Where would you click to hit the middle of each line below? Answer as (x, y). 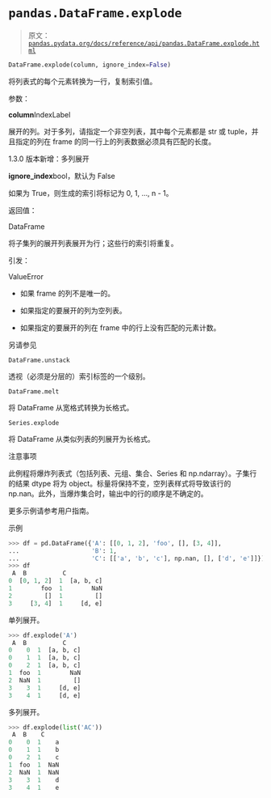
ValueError (26, 276)
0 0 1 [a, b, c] (45, 650)
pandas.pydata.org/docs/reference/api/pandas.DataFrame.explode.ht (144, 43)
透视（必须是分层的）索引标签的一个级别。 (79, 376)
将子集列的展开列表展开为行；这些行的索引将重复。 (93, 243)
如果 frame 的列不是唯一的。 (67, 293)
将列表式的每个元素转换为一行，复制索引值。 (83, 81)
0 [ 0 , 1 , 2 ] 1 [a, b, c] (56, 581)
